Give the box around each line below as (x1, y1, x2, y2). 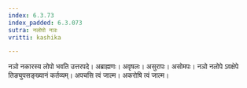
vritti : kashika (8, 33, 61, 42)
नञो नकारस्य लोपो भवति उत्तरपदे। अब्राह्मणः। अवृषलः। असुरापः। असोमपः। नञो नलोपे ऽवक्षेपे (8, 62, 239, 71)
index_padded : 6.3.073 (8, 19, 83, 27)
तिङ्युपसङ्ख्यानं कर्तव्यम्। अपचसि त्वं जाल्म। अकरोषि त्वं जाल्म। (8, 71, 169, 80)
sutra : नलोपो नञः (8, 26, 57, 34)
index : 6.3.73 (8, 11, 55, 20)
